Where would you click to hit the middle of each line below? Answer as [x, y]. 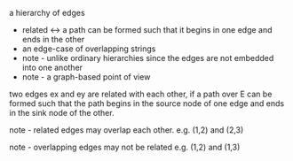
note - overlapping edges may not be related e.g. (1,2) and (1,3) [125, 147]
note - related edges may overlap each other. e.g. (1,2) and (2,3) [127, 130]
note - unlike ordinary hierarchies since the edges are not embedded [148, 58]
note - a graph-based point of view [86, 77]
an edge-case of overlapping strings [89, 49]
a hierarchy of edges [48, 13]
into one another [52, 67]
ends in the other [53, 39]
